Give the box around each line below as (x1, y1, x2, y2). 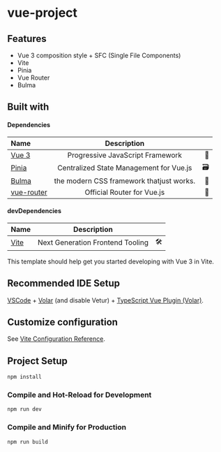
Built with (7, 101, 49, 113)
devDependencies (7, 207, 61, 215)
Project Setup (7, 355, 68, 367)
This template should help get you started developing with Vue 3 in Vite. (7, 257, 215, 265)
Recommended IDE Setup (7, 277, 121, 289)
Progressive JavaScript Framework (67, 150, 183, 160)
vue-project (7, 5, 78, 21)
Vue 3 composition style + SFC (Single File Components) (17, 51, 181, 59)
